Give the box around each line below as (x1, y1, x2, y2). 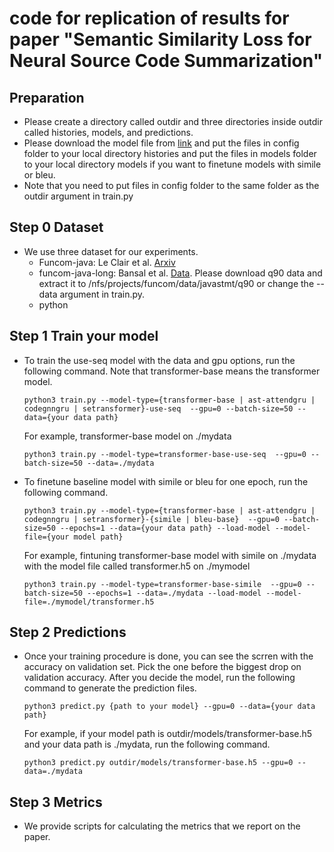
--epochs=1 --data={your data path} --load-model (60, 523, 271, 533)
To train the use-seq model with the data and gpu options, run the (23, 354, 296, 366)
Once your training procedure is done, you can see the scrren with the (23, 650, 314, 662)
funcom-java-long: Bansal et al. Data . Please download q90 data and (38, 267, 323, 279)
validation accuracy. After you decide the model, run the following (23, 672, 296, 684)
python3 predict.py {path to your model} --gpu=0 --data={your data (23, 702, 316, 712)
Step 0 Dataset (9, 219, 104, 236)
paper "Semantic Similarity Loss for (9, 28, 312, 51)
